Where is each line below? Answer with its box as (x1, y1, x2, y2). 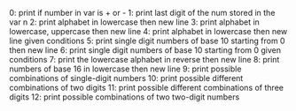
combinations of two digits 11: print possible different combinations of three (9, 83, 284, 92)
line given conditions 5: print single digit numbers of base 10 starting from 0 (9, 35, 285, 46)
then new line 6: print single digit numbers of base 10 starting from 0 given (9, 45, 282, 55)
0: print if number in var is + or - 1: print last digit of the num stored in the (9, 8, 276, 18)
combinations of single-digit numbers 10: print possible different (9, 73, 244, 83)
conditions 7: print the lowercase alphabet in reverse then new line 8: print (9, 55, 280, 64)
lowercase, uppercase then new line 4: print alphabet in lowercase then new (9, 26, 288, 36)
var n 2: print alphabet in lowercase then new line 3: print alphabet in (9, 17, 260, 27)
